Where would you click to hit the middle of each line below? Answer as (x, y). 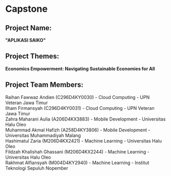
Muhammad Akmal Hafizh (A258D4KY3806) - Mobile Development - (78, 130)
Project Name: (29, 28)
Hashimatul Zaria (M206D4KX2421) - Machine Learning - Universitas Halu (84, 141)
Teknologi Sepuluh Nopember (37, 168)
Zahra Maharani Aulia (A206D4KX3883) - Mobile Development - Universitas (85, 119)
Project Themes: (32, 56)
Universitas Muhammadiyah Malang (43, 135)
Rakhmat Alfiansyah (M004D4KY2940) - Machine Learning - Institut (77, 163)
